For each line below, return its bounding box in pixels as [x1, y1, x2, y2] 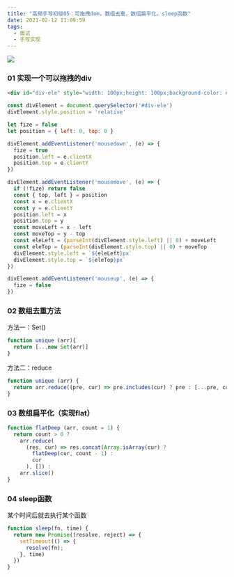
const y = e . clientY [13, 205, 73, 212]
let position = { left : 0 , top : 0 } [7, 127, 114, 134]
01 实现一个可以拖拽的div [7, 74, 92, 84]
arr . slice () [19, 470, 54, 477]
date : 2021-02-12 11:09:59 [7, 17, 86, 24]
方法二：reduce [7, 363, 52, 372]
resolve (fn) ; [25, 544, 64, 551]
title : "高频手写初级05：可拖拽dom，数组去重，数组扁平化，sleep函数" [7, 10, 192, 17]
